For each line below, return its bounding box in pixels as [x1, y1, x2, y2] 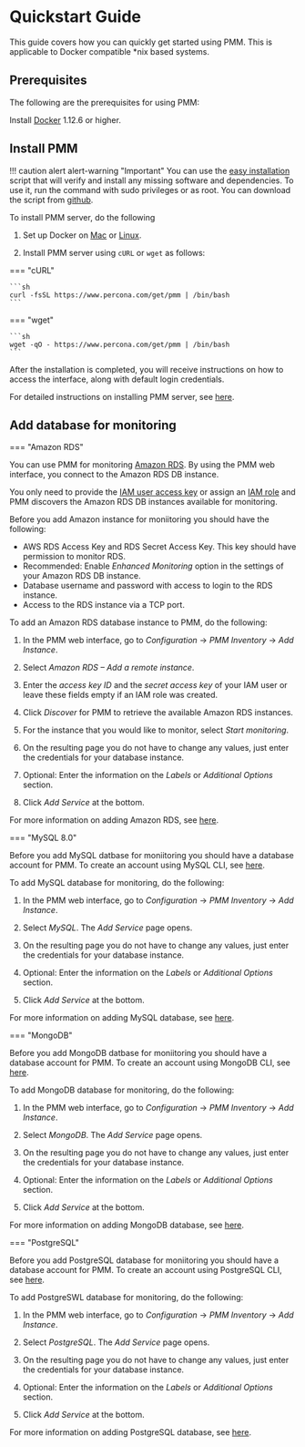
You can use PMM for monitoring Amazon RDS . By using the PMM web [9, 459, 276, 470]
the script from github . [9, 194, 94, 205]
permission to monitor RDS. [22, 551, 126, 562]
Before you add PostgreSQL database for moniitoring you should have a [9, 1255, 280, 1266]
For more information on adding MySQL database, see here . [9, 1012, 235, 1023]
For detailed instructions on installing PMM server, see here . [9, 391, 235, 402]
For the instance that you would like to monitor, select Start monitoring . [22, 724, 290, 735]
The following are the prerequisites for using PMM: [9, 97, 200, 108]
